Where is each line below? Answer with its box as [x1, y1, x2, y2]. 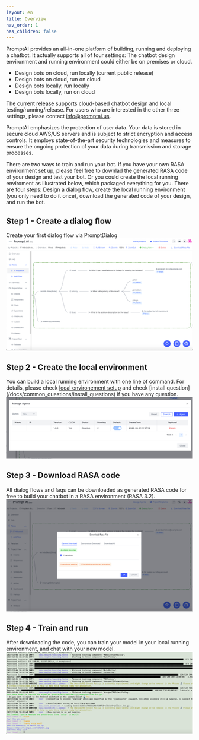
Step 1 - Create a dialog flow [6, 216, 111, 226]
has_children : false [6, 29, 57, 34]
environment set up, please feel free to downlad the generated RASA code [6, 167, 188, 175]
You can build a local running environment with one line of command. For [6, 378, 185, 385]
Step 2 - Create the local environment [6, 362, 147, 372]
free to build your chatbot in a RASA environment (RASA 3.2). [6, 492, 156, 499]
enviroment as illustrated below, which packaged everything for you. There [6, 180, 189, 187]
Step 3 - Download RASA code [6, 470, 120, 480]
